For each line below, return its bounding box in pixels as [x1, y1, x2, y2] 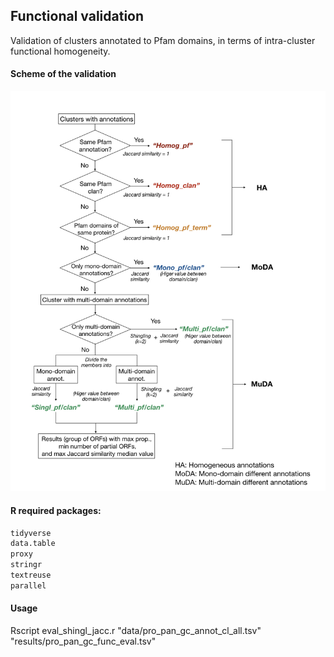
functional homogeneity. [10, 45, 111, 57]
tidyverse [10, 528, 52, 538]
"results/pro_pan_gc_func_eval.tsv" [10, 635, 157, 647]
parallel [10, 580, 47, 591]
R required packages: [10, 504, 102, 516]
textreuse [10, 570, 52, 581]
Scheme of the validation [10, 68, 117, 80]
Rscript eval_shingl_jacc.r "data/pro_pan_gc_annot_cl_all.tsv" [10, 624, 262, 636]
